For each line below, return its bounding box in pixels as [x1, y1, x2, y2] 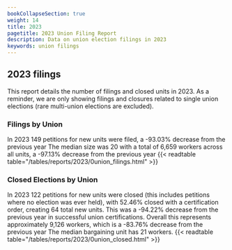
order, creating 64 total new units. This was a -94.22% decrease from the [7, 205, 219, 214]
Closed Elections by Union [7, 175, 98, 185]
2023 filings [7, 68, 61, 80]
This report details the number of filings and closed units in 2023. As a [7, 87, 210, 95]
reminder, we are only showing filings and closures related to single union [7, 94, 219, 103]
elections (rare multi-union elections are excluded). [7, 102, 155, 110]
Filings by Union [7, 119, 63, 129]
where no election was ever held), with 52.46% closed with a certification [7, 198, 219, 207]
